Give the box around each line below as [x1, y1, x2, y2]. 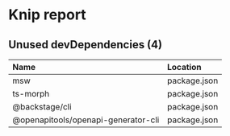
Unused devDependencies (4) [8, 38, 163, 52]
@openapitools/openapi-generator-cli [12, 114, 160, 126]
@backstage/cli [12, 101, 72, 112]
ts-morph [12, 89, 50, 99]
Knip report [8, 6, 86, 24]
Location [166, 62, 202, 72]
